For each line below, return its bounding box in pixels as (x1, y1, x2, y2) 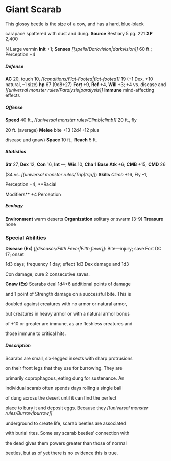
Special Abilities (5, 234, 46, 241)
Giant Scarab (5, 4, 62, 15)
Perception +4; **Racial (5, 181, 57, 187)
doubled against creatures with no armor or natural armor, (5, 301, 128, 307)
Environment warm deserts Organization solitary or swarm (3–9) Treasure (5, 216, 163, 222)
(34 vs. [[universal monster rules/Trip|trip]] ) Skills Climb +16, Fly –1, (5, 171, 148, 177)
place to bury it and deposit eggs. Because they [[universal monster (5, 405, 149, 411)
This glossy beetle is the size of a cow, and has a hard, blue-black (5, 20, 144, 27)
